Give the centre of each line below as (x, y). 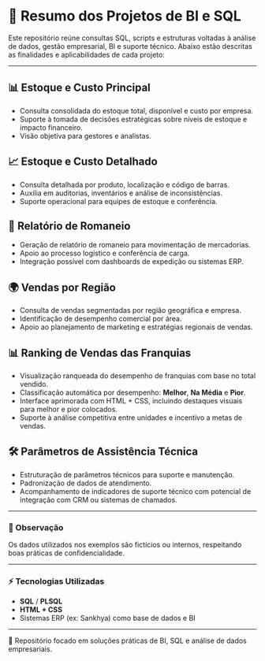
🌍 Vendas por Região (62, 287)
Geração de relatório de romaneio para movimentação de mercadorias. (135, 245)
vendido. (34, 384)
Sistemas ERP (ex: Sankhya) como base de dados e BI (107, 618)
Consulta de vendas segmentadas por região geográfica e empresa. (131, 310)
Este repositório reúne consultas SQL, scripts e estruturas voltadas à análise (132, 38)
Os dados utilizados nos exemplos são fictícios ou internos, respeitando (125, 545)
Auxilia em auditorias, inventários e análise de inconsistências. (121, 193)
